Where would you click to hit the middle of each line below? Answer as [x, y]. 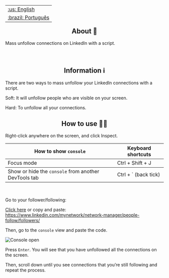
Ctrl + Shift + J [135, 163]
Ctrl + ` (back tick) [139, 175]
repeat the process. [26, 270]
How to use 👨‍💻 [84, 124]
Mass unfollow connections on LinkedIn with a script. [60, 43]
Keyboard [139, 148]
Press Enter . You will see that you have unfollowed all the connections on [81, 250]
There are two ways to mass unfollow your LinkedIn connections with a [79, 83]
